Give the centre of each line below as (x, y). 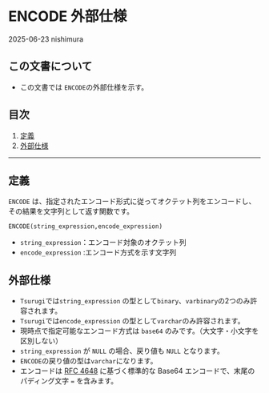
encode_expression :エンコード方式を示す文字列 (98, 252)
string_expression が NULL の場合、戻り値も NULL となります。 (122, 351)
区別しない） (41, 341)
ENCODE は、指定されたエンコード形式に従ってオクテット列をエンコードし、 (132, 202)
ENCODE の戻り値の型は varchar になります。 (88, 361)
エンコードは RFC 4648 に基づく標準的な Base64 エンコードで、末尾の (137, 371)
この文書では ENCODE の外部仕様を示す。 (84, 87)
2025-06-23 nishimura (46, 39)
